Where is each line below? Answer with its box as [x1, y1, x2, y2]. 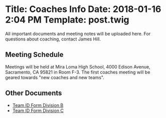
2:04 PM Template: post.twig [5, 14, 129, 25]
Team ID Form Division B [12, 102, 64, 108]
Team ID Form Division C [12, 107, 64, 113]
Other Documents [5, 89, 62, 97]
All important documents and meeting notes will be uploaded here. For [5, 30, 151, 36]
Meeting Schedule [5, 50, 64, 59]
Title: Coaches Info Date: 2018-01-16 [5, 3, 161, 15]
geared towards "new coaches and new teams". [5, 74, 104, 80]
